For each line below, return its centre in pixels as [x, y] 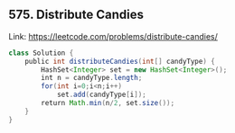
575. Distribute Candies [76, 15]
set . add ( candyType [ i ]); [101, 95]
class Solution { [41, 53]
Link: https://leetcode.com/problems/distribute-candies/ [113, 36]
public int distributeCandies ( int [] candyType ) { [120, 61]
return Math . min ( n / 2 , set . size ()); [108, 103]
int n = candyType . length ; [92, 78]
